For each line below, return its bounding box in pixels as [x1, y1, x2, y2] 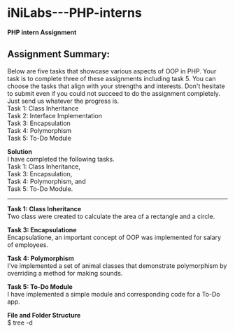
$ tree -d [7, 318, 33, 327]
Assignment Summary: [7, 48, 111, 60]
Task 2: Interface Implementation [7, 111, 103, 120]
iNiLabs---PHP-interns [7, 5, 142, 21]
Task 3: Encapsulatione [7, 225, 77, 234]
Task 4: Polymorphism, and [7, 177, 86, 185]
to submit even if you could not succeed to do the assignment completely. [7, 89, 220, 97]
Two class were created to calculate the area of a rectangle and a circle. [7, 212, 215, 220]
